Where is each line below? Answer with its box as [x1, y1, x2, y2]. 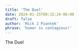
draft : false [5, 16, 32, 21]
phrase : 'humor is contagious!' [5, 26, 72, 31]
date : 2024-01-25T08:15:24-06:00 [5, 12, 75, 17]
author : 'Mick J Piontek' [5, 21, 59, 26]
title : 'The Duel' [5, 7, 43, 12]
